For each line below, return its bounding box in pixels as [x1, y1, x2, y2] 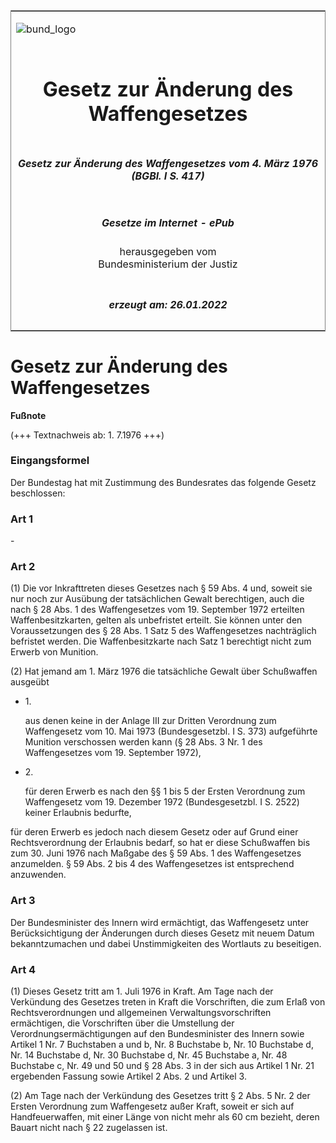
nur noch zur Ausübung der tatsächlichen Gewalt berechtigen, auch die [10, 593, 305, 605]
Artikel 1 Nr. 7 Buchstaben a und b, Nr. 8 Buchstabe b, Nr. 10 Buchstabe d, [10, 1038, 314, 1050]
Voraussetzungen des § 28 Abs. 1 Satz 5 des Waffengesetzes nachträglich [10, 625, 317, 637]
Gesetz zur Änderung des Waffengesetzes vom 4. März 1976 [17, 156, 319, 170]
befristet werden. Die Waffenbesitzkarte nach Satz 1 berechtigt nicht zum [10, 635, 312, 648]
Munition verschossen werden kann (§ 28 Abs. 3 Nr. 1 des [24, 736, 263, 748]
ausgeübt [10, 676, 50, 688]
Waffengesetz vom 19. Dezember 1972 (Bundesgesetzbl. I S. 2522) [24, 796, 300, 808]
